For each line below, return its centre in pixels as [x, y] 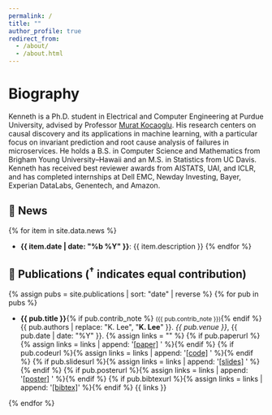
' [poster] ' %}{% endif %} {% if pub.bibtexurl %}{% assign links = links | [141, 378]
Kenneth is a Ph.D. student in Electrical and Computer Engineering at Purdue [136, 116]
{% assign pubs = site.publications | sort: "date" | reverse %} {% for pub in [134, 294]
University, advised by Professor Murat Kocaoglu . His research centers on [132, 125]
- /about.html [39, 54]
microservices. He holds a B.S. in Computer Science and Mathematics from [134, 150]
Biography [44, 94]
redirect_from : [34, 39]
